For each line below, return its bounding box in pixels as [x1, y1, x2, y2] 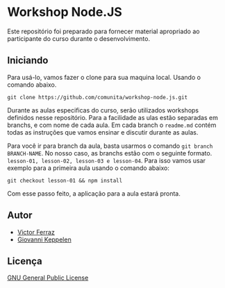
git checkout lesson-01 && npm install [7, 177, 123, 184]
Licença [7, 255, 43, 267]
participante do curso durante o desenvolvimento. [7, 34, 151, 42]
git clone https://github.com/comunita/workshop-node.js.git [7, 94, 188, 101]
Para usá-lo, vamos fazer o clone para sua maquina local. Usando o [7, 73, 201, 81]
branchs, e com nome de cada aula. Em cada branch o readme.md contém [7, 121, 217, 129]
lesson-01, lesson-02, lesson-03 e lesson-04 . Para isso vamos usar [7, 156, 206, 164]
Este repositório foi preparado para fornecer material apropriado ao [7, 27, 200, 35]
